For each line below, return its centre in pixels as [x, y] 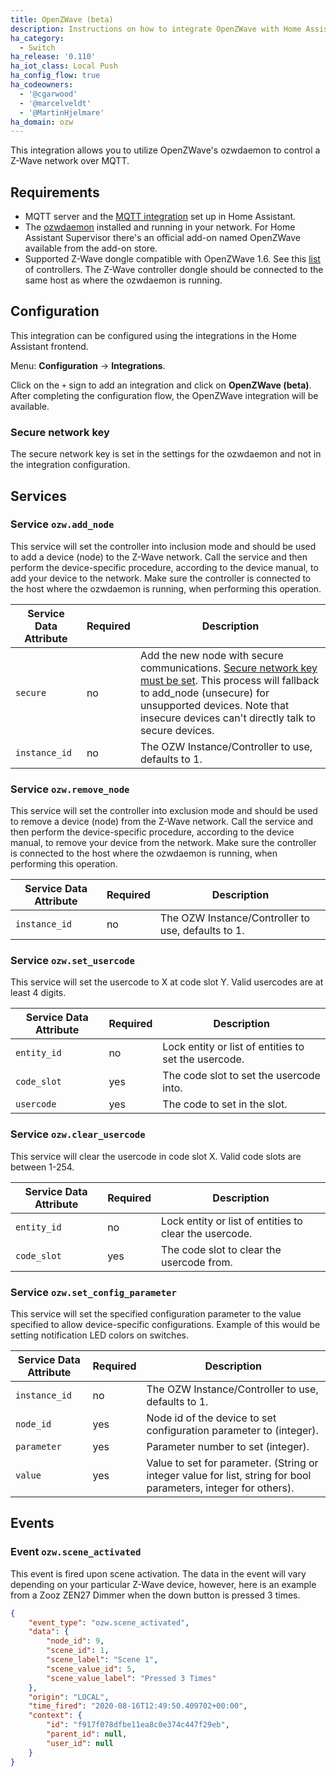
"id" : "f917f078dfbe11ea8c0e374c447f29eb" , [138, 1725]
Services [39, 496]
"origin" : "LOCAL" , [69, 1697]
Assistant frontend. [49, 346]
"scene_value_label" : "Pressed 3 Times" [131, 1678]
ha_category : [37, 38]
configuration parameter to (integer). [232, 1431]
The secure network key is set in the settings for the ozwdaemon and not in [166, 454]
